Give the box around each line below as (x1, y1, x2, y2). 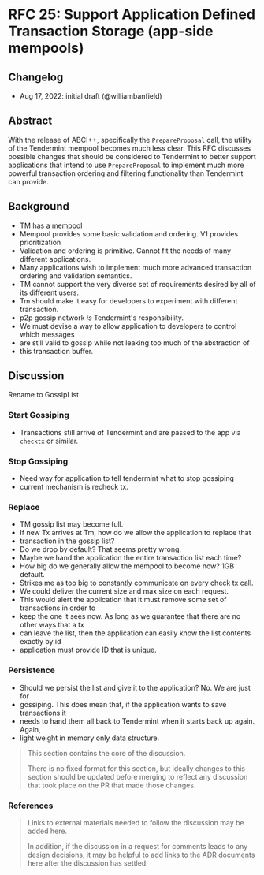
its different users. (19, 288, 80, 297)
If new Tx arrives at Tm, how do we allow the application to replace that (19, 528, 251, 538)
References (8, 800, 54, 811)
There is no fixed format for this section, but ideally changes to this (27, 763, 246, 773)
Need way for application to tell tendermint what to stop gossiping (19, 474, 235, 483)
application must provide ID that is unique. (19, 645, 158, 655)
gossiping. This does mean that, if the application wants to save (19, 699, 227, 709)
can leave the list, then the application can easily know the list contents (19, 628, 251, 638)
